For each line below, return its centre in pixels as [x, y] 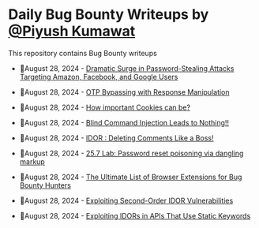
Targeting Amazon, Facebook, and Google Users [99, 77]
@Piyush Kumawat [72, 31]
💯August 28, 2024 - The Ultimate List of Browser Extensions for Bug [131, 177]
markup [32, 161]
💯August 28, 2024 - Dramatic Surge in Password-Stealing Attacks [127, 68]
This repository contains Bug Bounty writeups [83, 53]
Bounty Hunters [45, 185]
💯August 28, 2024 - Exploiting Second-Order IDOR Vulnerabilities [126, 200]
